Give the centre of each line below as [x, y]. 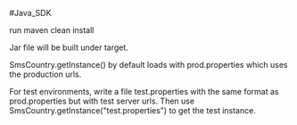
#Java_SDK [30, 13]
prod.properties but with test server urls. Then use [102, 101]
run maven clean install [52, 30]
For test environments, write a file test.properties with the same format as [144, 92]
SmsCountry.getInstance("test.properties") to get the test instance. [132, 110]
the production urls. [45, 74]
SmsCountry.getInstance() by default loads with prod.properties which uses [148, 65]
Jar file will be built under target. [69, 47]
